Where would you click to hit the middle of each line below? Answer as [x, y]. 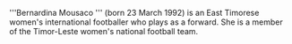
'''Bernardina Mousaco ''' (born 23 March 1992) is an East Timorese [134, 13]
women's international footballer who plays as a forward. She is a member [146, 22]
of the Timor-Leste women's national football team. [104, 31]
